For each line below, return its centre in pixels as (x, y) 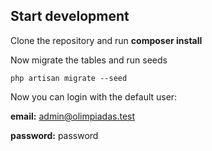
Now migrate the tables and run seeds (89, 60)
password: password (54, 135)
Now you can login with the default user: (94, 96)
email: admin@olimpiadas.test (73, 116)
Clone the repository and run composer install (106, 40)
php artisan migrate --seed (69, 78)
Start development (70, 16)
